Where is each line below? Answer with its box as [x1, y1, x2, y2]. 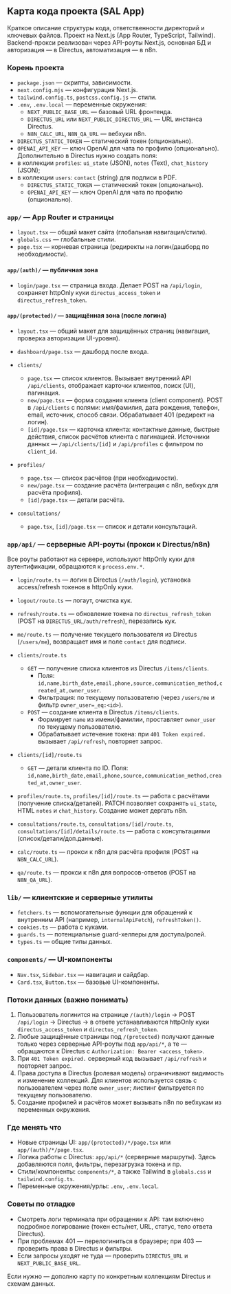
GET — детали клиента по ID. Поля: [27, 764, 129, 772]
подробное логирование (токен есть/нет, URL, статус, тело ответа [16, 1222, 213, 1230]
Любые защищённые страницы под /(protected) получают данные [16, 1033, 214, 1040]
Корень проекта [7, 63, 65, 72]
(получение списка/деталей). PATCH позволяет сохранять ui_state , [16, 799, 217, 807]
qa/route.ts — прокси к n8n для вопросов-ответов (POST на [16, 868, 196, 877]
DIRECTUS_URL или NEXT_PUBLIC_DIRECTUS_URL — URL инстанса [27, 115, 203, 123]
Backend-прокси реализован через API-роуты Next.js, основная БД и [7, 38, 212, 47]
